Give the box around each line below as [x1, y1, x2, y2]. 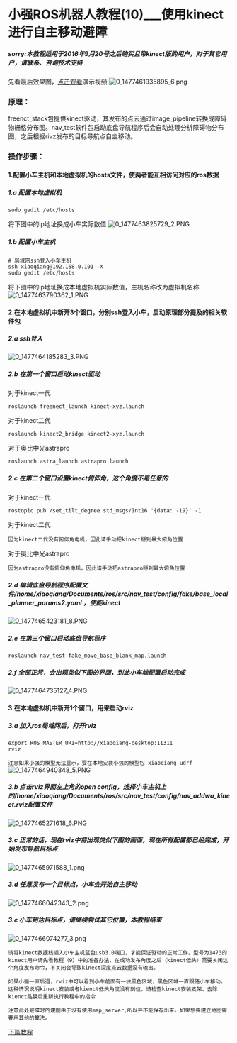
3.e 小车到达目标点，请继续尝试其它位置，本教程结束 [8, 916, 162, 925]
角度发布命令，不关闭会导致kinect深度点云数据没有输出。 [13, 964, 159, 971]
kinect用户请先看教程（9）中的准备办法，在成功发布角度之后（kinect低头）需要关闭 [8, 956, 224, 964]
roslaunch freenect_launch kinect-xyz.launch [8, 403, 144, 410]
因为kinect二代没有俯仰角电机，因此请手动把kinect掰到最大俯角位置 [8, 536, 183, 543]
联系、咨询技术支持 [26, 58, 83, 67]
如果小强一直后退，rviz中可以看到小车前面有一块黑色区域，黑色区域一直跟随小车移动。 [8, 978, 226, 985]
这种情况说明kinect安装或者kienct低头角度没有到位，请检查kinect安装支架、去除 [8, 986, 218, 993]
